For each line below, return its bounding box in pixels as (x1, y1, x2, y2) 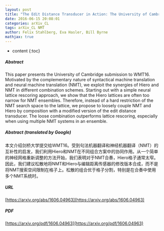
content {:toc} (12, 47, 41, 54)
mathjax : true (5, 35, 34, 40)
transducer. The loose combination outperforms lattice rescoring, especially (5, 113, 158, 119)
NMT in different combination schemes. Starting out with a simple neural (5, 87, 151, 93)
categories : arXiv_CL (5, 21, 49, 26)
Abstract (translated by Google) (5, 129, 72, 135)
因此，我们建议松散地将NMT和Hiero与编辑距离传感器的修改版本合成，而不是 (5, 161, 159, 166)
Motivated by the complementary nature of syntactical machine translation (5, 76, 155, 82)
